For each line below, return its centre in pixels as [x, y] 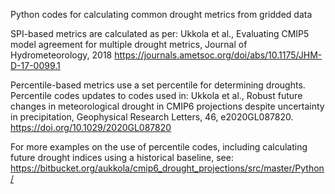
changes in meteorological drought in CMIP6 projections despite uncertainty [167, 106]
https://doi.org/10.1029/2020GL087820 [91, 127]
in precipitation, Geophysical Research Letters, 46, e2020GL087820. [152, 117]
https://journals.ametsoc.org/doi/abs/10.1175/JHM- [218, 55]
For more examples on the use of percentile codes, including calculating [159, 147]
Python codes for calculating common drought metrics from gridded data [161, 14]
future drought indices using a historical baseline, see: [122, 157]
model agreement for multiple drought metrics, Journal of [129, 44]
